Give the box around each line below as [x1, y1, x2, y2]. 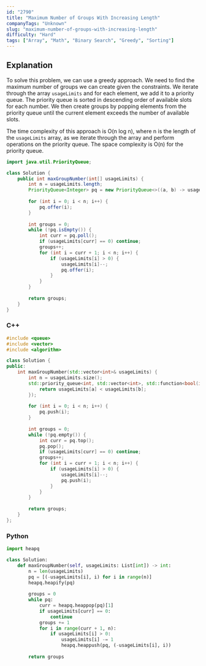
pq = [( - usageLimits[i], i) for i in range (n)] [28, 574, 152, 580]
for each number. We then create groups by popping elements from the [6, 102, 187, 110]
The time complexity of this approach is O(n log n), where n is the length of [6, 127, 196, 135]
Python [6, 532, 29, 540]
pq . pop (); [39, 443, 64, 450]
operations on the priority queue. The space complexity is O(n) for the [6, 140, 184, 148]
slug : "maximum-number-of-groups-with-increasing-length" [6, 26, 158, 33]
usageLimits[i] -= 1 [61, 637, 114, 643]
